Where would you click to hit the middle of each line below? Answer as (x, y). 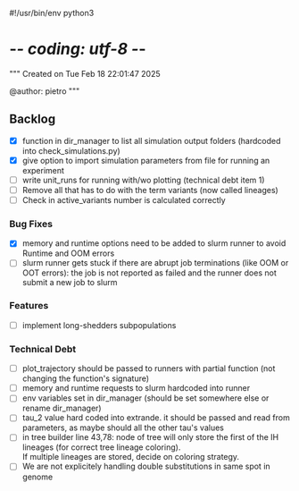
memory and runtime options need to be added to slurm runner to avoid (154, 243)
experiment (43, 170)
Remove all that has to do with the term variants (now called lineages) (150, 190)
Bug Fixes (31, 224)
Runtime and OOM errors (68, 253)
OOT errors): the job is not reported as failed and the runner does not (149, 273)
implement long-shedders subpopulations (99, 325)
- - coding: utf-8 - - (78, 49)
